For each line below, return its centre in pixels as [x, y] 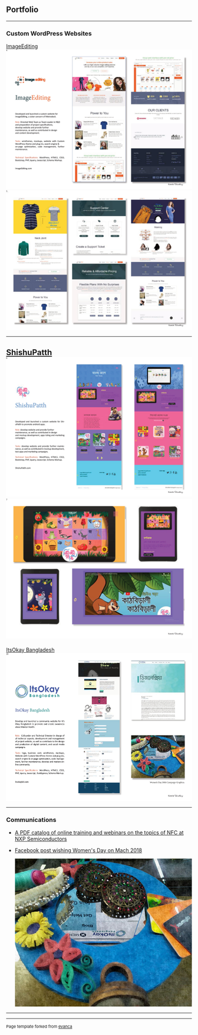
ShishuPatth [29, 352]
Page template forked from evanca [39, 1027]
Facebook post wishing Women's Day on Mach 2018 [78, 850]
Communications [31, 820]
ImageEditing [22, 46]
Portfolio [22, 10]
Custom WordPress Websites [49, 33]
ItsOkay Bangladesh [30, 650]
